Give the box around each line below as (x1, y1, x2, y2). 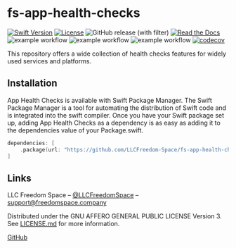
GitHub (7, 233, 28, 242)
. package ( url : (20, 146, 61, 153)
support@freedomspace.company (7, 199, 107, 207)
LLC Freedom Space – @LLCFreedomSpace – (7, 191, 139, 199)
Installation (7, 77, 58, 89)
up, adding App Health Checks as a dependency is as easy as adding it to (7, 118, 221, 127)
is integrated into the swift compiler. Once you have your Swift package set (7, 111, 225, 119)
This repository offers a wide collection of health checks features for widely (7, 49, 227, 58)
